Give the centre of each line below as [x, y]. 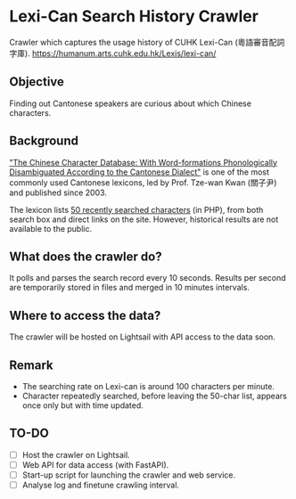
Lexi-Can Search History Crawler [134, 16]
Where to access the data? [85, 315]
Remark [31, 365]
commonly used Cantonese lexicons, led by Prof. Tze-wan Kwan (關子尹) [143, 182]
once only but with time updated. [83, 405]
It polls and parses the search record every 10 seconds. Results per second [148, 278]
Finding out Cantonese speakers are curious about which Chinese [131, 103]
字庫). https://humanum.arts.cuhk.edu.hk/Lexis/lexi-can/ [113, 53]
